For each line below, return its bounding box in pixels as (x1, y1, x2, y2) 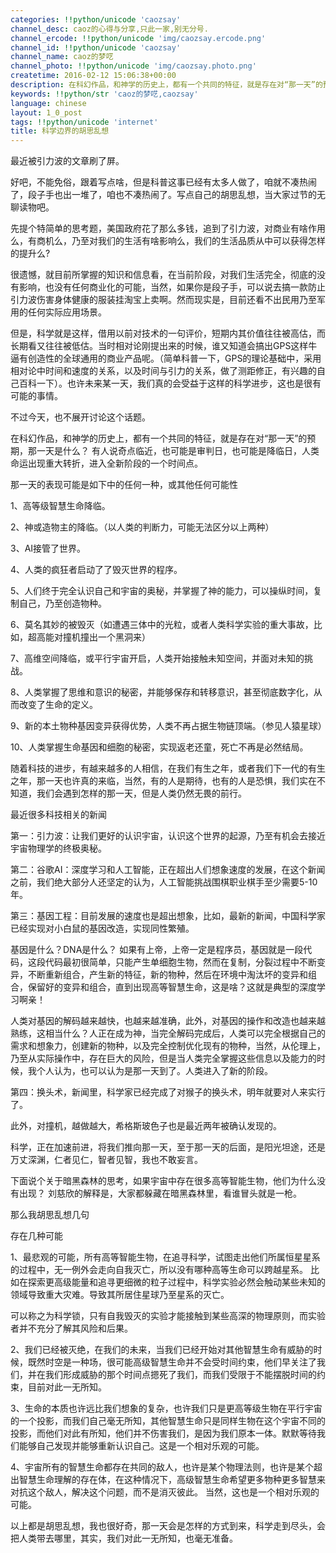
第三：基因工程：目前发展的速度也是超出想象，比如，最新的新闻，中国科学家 (10, 910, 326, 922)
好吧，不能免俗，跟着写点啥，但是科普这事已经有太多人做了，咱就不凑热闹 (10, 176, 317, 188)
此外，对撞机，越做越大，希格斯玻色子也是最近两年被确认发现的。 (10, 1120, 282, 1132)
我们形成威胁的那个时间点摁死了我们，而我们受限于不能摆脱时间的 (44, 1369, 317, 1381)
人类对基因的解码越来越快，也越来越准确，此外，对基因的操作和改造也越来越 (10, 1015, 326, 1027)
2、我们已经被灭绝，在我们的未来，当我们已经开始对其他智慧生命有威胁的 (10, 1344, 314, 1356)
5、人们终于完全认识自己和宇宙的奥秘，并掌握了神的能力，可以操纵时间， (10, 585, 314, 597)
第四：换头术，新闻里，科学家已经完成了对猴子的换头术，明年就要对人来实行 (10, 1086, 326, 1098)
